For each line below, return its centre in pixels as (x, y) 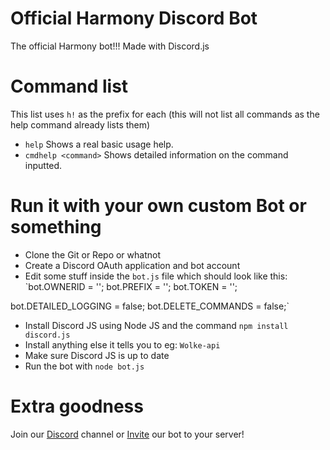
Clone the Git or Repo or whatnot (92, 254)
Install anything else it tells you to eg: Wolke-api (122, 344)
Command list (69, 86)
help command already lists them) (80, 124)
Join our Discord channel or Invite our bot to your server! (127, 434)
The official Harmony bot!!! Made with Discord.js (110, 46)
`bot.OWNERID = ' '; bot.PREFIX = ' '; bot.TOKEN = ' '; (131, 286)
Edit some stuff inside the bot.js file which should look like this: (156, 276)
